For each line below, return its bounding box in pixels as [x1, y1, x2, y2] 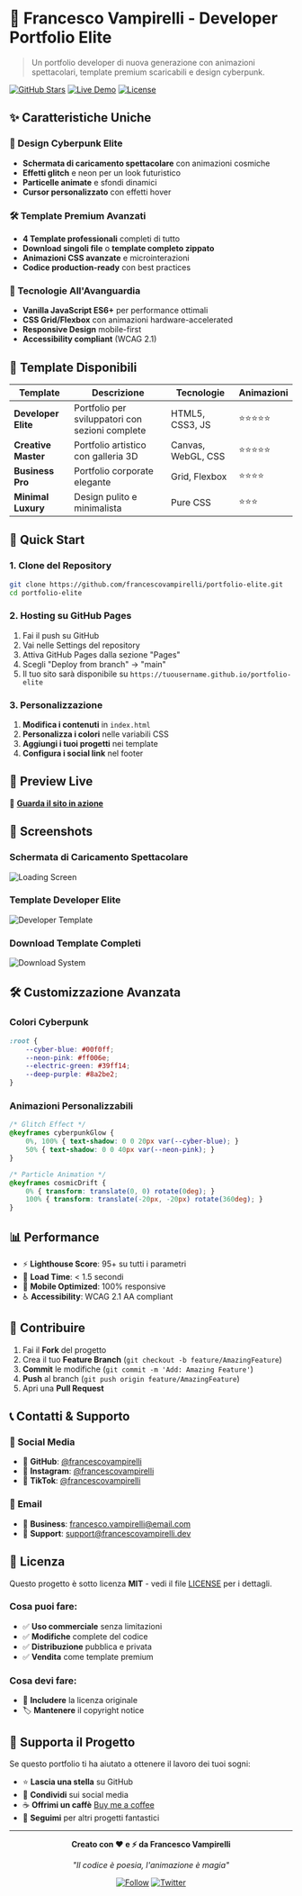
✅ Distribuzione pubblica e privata [22, 1641, 153, 1652]
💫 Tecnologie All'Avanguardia [9, 284, 141, 296]
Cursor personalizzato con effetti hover [22, 186, 172, 197]
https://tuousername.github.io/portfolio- [129, 670, 292, 679]
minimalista [74, 502, 122, 514]
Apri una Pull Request [22, 1383, 105, 1393]
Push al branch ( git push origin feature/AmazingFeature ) [22, 1373, 240, 1383]
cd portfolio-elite [9, 588, 83, 597]
